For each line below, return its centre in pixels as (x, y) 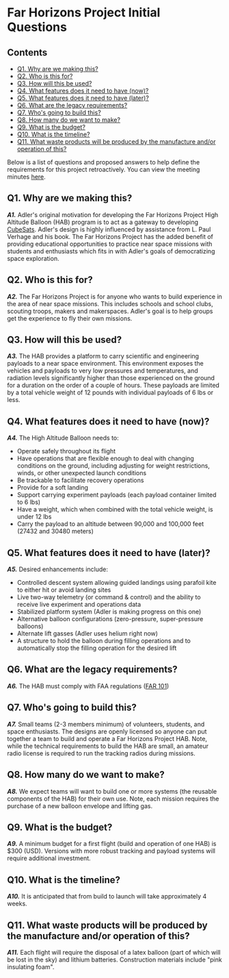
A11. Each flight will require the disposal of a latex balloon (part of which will (114, 952)
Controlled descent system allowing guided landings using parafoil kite (117, 583)
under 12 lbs (34, 517)
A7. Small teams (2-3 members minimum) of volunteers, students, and (106, 724)
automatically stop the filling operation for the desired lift (97, 648)
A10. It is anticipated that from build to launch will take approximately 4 (107, 896)
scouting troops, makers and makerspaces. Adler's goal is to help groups (110, 311)
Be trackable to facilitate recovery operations (80, 480)
